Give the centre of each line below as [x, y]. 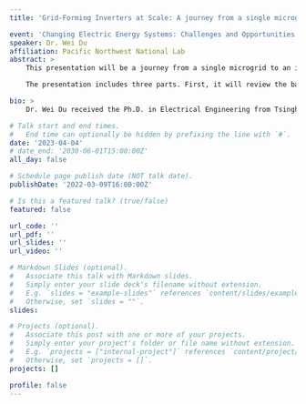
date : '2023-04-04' [46, 143]
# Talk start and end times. [65, 126]
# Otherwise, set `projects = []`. [81, 360]
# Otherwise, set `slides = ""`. [77, 301]
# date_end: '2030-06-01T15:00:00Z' [79, 151]
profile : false [38, 385]
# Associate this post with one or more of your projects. [128, 335]
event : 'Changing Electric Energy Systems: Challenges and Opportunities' [154, 34]
